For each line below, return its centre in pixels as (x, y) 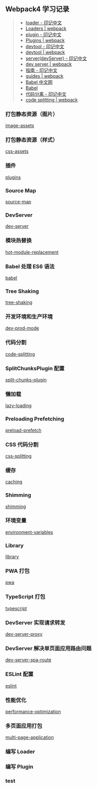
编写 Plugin (19, 767)
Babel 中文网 (39, 82)
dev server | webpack (48, 64)
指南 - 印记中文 (41, 70)
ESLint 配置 (20, 674)
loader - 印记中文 (44, 23)
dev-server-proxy (24, 634)
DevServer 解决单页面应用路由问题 (48, 648)
